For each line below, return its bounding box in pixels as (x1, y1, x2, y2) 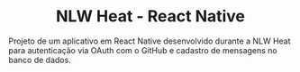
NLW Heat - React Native (56, 6, 245, 27)
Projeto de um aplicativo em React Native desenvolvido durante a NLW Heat (8, 36, 291, 46)
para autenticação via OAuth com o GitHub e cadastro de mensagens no (8, 44, 278, 55)
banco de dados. (8, 54, 71, 65)
